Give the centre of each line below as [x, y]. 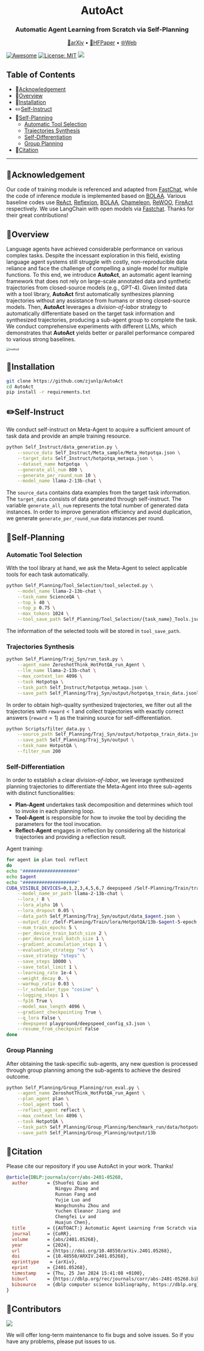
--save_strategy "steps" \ [51, 956]
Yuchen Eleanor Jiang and [88, 1211]
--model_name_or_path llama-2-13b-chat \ [70, 894]
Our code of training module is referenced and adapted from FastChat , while [102, 189]
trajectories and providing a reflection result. [70, 837]
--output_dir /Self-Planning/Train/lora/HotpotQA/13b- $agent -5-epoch [107, 922]
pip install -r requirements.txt [49, 392]
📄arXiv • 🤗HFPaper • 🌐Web [102, 42]
